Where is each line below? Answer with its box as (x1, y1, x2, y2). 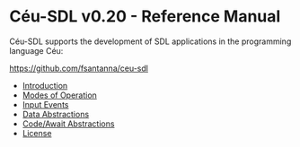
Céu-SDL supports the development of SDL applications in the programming (9, 36, 292, 47)
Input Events (22, 99, 69, 109)
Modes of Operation (22, 90, 97, 100)
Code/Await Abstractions (22, 118, 115, 129)
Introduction (22, 80, 68, 91)
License (22, 127, 52, 138)
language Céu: (9, 45, 64, 56)
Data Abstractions (22, 108, 90, 119)
